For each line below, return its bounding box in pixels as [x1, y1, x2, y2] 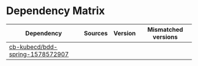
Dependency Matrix [6, 4, 105, 18]
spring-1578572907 [9, 50, 69, 58]
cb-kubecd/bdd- [9, 42, 58, 51]
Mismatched [147, 25, 184, 34]
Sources [84, 29, 108, 37]
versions [153, 32, 178, 41]
